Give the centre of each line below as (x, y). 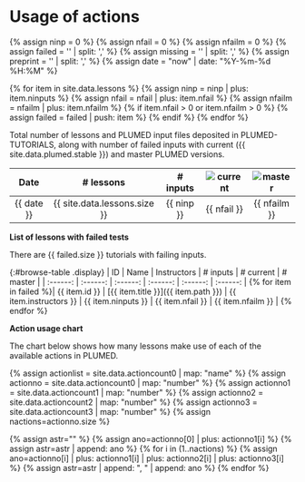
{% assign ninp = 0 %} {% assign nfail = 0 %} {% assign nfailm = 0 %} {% (148, 42)
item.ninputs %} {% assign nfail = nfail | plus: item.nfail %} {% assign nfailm (151, 98)
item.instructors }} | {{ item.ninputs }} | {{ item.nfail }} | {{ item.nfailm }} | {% (151, 300)
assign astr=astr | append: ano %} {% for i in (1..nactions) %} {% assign (144, 448)
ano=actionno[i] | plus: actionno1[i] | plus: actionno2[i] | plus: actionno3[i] (147, 458)
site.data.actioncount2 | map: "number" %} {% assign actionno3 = (134, 402)
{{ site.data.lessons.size (103, 203)
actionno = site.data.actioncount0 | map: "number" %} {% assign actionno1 (150, 382)
